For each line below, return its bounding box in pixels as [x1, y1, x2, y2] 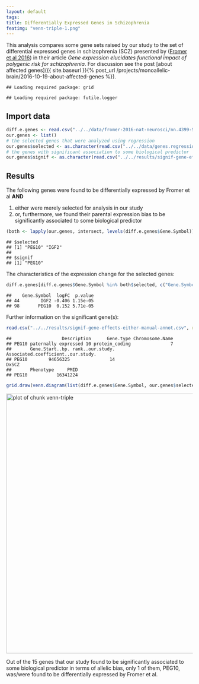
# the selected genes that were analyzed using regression [6, 138, 155, 144]
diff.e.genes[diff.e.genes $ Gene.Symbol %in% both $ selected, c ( [6, 282, 166, 288]
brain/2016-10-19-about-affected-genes [6, 73, 104, 80]
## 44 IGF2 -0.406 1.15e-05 [6, 297, 94, 303]
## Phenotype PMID [6, 366, 78, 373]
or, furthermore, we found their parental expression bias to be [14, 211, 166, 218]
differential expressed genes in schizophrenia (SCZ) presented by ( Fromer [6, 48, 188, 55]
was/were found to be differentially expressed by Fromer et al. [6, 670, 158, 677]
